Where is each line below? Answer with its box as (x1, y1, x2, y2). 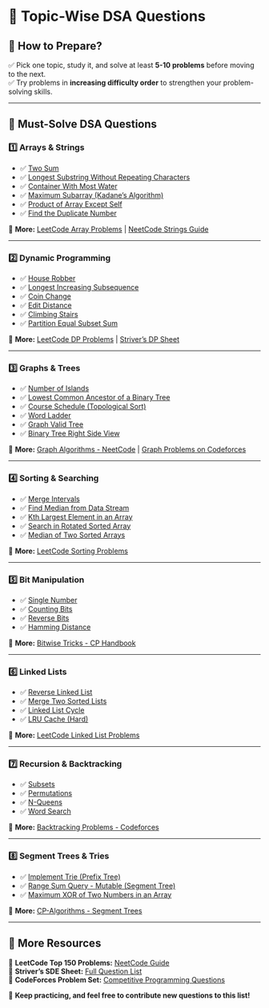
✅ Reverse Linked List (19, 688, 93, 697)
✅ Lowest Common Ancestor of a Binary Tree (19, 392, 171, 403)
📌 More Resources (8, 937, 102, 950)
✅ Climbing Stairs (19, 309, 78, 319)
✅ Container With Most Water (19, 181, 118, 191)
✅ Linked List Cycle (19, 705, 85, 715)
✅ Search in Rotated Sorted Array (19, 520, 131, 531)
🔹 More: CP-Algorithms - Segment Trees (8, 906, 143, 915)
